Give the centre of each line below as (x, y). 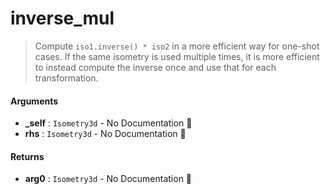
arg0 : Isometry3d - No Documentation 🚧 (108, 179)
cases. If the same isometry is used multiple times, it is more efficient (177, 56)
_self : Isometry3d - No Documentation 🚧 (108, 123)
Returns (27, 156)
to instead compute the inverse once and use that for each (155, 67)
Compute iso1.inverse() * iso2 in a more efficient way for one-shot (177, 46)
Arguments (34, 101)
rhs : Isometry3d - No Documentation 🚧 (105, 134)
